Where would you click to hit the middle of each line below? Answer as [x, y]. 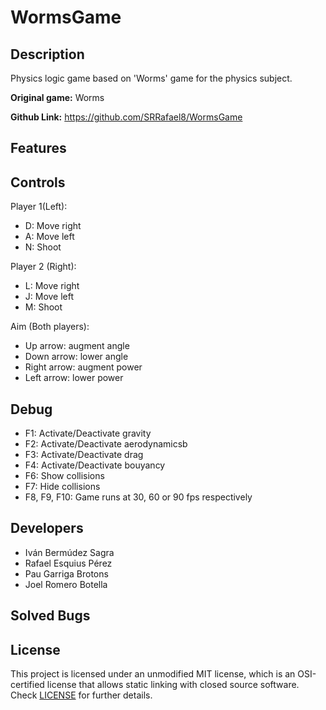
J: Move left [49, 297]
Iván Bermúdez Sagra [69, 552]
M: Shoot [43, 307]
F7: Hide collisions [62, 487]
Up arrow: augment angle [77, 346]
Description [47, 54]
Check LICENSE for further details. [81, 695]
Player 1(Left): [39, 207]
